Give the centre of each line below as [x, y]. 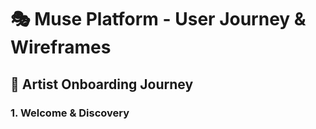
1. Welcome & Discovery [70, 113]
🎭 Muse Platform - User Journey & [158, 19]
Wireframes [61, 47]
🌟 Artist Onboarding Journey [102, 84]
